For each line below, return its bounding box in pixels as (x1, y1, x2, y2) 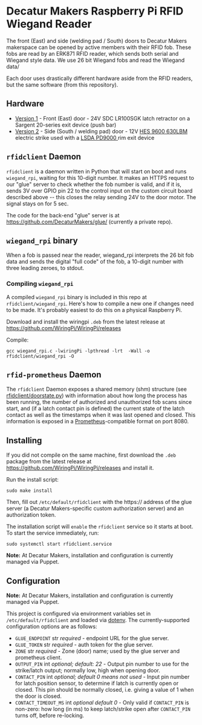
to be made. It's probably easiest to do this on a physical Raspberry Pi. (6, 306, 183, 313)
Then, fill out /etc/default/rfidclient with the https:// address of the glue (6, 498, 192, 506)
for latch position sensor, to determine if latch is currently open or (15, 680, 179, 687)
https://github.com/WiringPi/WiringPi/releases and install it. (6, 465, 154, 472)
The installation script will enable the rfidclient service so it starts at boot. (6, 523, 194, 531)
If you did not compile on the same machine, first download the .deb (6, 451, 177, 459)
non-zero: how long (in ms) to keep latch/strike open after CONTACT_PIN (15, 706, 191, 713)
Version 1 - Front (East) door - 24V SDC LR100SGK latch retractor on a (15, 114, 191, 122)
